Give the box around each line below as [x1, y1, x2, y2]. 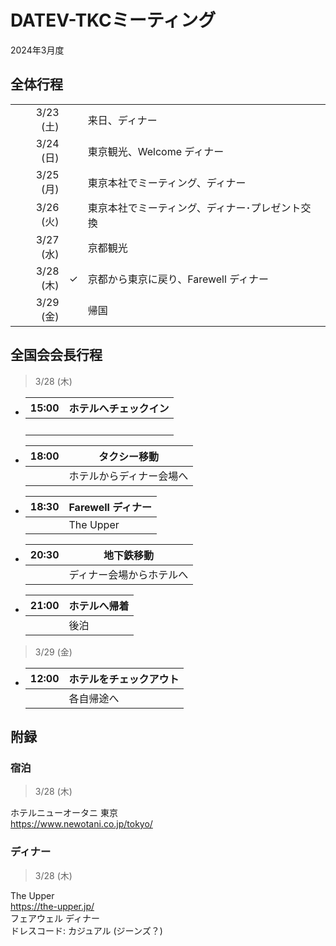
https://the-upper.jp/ [10, 900, 95, 912]
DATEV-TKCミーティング [10, 9, 217, 32]
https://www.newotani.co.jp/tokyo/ [10, 818, 153, 830]
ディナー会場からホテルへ [68, 567, 189, 581]
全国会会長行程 [10, 347, 103, 364]
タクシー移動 [98, 449, 159, 463]
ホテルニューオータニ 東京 [10, 807, 118, 819]
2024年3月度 [10, 44, 65, 56]
